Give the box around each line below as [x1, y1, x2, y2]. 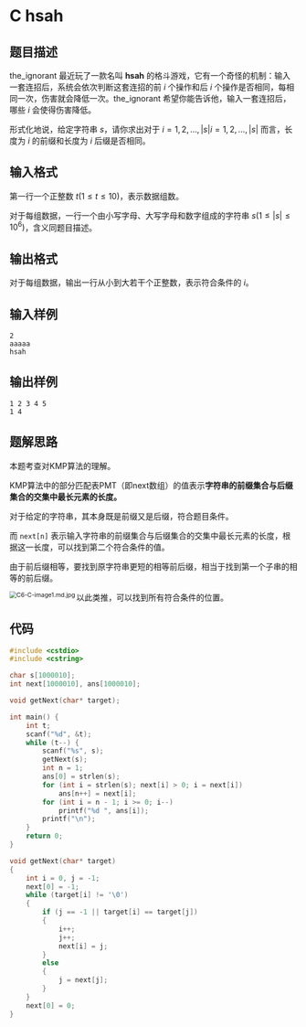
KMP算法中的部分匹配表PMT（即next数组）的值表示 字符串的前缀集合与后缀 [9, 479, 294, 490]
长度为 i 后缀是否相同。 [63, 135, 151, 146]
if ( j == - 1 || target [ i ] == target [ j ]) [42, 907, 198, 917]
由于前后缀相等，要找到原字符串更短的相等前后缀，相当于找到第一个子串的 [9, 561, 290, 572]
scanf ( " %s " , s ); [42, 746, 104, 755]
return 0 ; [26, 831, 64, 841]
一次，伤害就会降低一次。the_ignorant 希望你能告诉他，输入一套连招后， [16, 93, 291, 103]
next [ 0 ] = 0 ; [26, 1000, 76, 1011]
